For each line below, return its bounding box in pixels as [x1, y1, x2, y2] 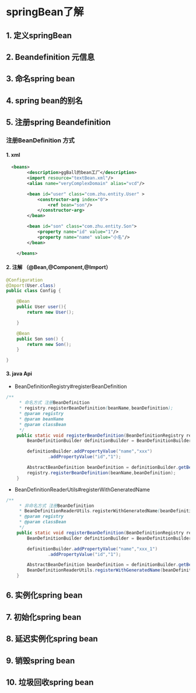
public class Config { [6, 288, 61, 294]
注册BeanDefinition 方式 [6, 136, 75, 145]
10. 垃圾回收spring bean [6, 677, 94, 687]
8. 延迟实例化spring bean [6, 634, 98, 644]
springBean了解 [6, 5, 84, 19]
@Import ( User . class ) [6, 282, 57, 289]
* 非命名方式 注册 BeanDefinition [19, 503, 94, 509]
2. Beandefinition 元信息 [6, 52, 95, 62]
